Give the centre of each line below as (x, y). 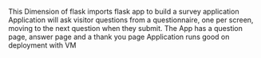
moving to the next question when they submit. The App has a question (126, 28)
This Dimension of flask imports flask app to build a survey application (124, 12)
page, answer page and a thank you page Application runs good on (119, 37)
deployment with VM (42, 45)
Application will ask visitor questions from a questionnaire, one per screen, (131, 20)
